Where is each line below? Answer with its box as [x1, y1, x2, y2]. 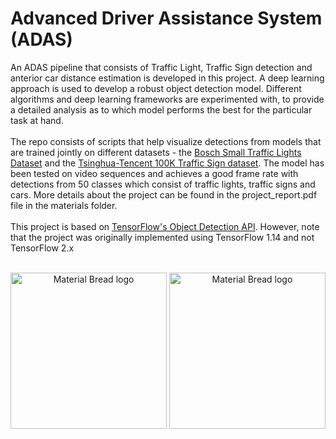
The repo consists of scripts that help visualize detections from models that [10, 135, 322, 147]
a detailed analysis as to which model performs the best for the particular [10, 103, 313, 116]
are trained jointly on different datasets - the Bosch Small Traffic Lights [10, 146, 302, 158]
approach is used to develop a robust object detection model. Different [10, 82, 302, 94]
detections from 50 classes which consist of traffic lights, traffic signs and [10, 178, 316, 190]
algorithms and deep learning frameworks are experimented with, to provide [10, 93, 325, 105]
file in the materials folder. [10, 199, 118, 211]
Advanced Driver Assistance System [10, 7, 323, 30]
